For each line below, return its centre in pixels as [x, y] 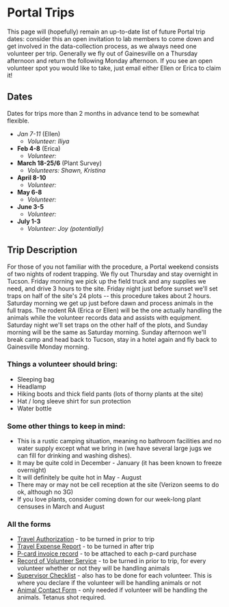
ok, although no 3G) [45, 492]
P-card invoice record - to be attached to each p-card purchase [107, 554]
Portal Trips [41, 13]
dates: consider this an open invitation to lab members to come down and [110, 38]
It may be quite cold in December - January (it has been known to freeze [119, 463]
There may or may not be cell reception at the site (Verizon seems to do [118, 485]
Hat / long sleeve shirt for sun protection [74, 401]
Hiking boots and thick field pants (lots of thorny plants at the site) [110, 394]
